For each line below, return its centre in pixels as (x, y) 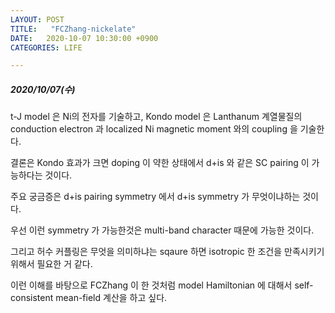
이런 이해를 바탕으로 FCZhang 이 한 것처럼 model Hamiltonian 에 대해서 (151, 285)
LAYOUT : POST (37, 19)
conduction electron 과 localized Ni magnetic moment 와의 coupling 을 (154, 129)
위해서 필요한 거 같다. (51, 264)
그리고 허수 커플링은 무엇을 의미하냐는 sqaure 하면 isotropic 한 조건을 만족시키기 (167, 252)
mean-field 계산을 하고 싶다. (111, 298)
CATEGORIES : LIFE (46, 47)
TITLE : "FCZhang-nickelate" (73, 29)
